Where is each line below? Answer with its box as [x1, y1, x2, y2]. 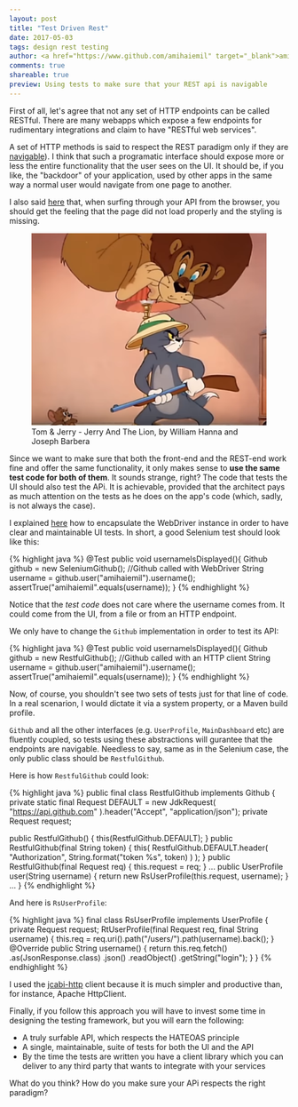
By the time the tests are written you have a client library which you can [21, 1051, 284, 1062]
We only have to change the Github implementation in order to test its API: [9, 625, 279, 636]
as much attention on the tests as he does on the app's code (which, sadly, [9, 490, 284, 501]
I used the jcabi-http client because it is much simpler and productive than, [9, 978, 283, 990]
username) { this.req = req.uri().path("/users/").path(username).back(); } [9, 933, 275, 944]
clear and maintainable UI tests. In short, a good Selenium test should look [9, 527, 281, 538]
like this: [9, 536, 40, 546]
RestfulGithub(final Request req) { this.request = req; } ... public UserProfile [9, 861, 284, 872]
